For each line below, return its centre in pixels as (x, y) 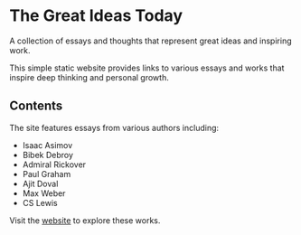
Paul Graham (47, 174)
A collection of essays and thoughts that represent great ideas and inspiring (150, 41)
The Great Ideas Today (96, 16)
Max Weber (44, 193)
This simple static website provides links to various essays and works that (147, 68)
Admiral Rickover (54, 164)
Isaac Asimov (47, 145)
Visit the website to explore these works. (85, 220)
